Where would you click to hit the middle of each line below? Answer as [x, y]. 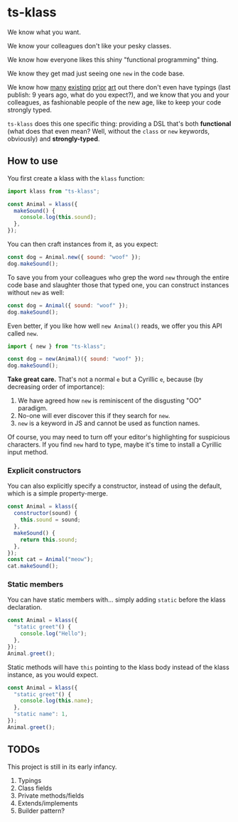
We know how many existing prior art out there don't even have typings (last [119, 87]
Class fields [35, 788]
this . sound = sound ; [50, 520]
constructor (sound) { [46, 513]
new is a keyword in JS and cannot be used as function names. [109, 423]
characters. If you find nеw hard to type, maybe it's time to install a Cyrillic [115, 444]
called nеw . [23, 333]
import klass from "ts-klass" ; [54, 191]
